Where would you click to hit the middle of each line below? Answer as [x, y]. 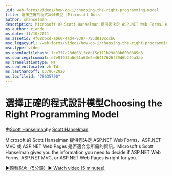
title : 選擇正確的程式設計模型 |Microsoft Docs [53, 15]
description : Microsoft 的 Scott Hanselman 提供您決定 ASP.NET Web [76, 24]
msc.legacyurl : [21, 43]
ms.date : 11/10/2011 [27, 34]
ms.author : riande [25, 29]
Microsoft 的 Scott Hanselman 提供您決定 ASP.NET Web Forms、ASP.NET [83, 140]
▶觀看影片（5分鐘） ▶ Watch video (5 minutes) [55, 168]
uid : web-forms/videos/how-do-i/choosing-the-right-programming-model [82, 10]
